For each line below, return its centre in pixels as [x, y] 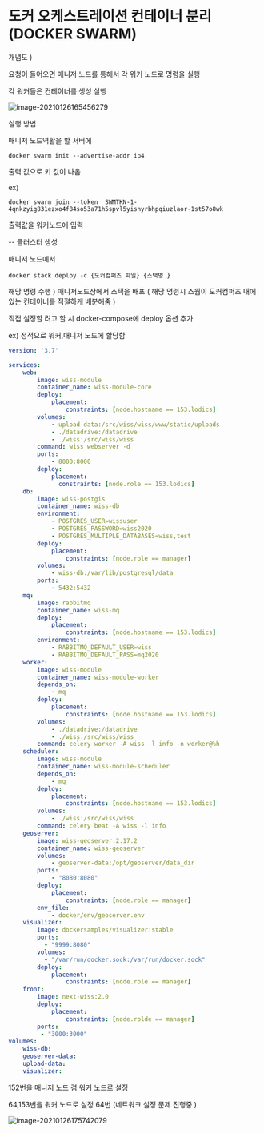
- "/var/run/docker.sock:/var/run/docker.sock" [124, 959]
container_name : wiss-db [78, 506]
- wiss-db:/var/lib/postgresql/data [112, 573]
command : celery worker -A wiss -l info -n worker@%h [128, 744]
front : [34, 989]
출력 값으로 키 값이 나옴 [45, 171]
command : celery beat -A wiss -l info [102, 826]
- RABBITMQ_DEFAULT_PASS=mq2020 [105, 655]
